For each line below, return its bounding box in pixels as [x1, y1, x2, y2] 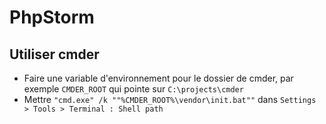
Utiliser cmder [9, 46, 100, 63]
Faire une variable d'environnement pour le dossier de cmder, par [23, 72, 294, 84]
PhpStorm [9, 6, 95, 29]
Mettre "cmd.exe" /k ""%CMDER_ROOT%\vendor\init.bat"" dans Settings [23, 94, 317, 105]
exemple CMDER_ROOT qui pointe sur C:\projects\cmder [23, 83, 244, 95]
